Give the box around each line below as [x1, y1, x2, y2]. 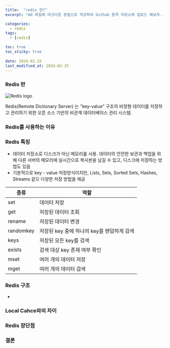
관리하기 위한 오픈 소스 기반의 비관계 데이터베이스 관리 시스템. [10, 109, 133, 115]
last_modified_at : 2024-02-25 [5, 63, 69, 68]
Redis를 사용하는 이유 [5, 123, 56, 130]
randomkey [8, 227, 35, 234]
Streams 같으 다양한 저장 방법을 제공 [12, 176, 86, 182]
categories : [5, 21, 30, 26]
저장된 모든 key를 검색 [39, 237, 90, 244]
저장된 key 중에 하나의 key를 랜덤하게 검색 [39, 227, 135, 234]
